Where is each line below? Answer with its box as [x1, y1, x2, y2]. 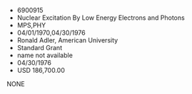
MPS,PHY [16, 21, 46, 29]
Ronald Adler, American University [16, 36, 118, 45]
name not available [16, 51, 73, 59]
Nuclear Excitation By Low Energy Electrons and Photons [16, 13, 185, 22]
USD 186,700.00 [16, 66, 65, 74]
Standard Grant [16, 44, 62, 52]
